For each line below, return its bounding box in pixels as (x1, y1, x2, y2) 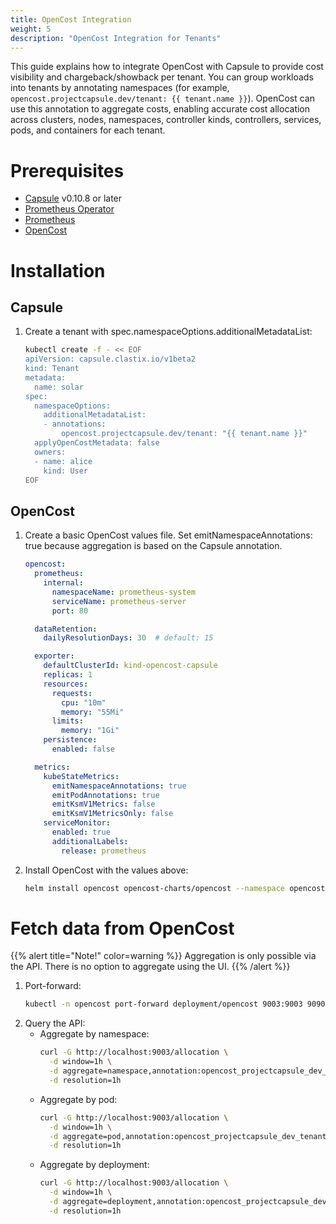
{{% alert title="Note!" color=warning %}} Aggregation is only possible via (10, 950, 317, 962)
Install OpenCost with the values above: (24, 864, 189, 876)
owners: (34, 447, 67, 457)
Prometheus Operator (24, 203, 115, 215)
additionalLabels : (51, 836, 129, 846)
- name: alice (34, 456, 93, 466)
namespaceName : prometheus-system (51, 587, 196, 597)
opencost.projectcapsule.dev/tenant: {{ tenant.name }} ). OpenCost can (10, 92, 316, 105)
